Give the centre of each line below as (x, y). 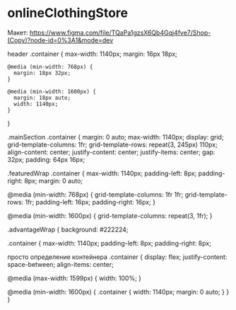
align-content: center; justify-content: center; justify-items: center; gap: (111, 152)
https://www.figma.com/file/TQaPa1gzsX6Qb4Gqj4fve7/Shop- (120, 33)
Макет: (18, 33)
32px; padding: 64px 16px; (46, 159)
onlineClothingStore (68, 13)
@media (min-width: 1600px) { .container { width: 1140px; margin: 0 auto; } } (118, 292)
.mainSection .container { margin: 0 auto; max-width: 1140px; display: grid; (116, 137)
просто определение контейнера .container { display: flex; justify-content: (117, 257)
